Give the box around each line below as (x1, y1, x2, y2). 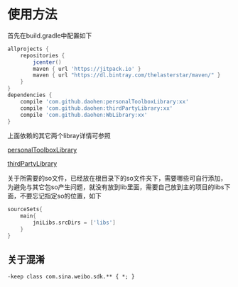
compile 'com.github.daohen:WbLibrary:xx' (20, 111, 148, 118)
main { (20, 213, 37, 220)
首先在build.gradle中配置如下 (7, 31, 92, 40)
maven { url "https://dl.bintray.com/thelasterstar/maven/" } (33, 72, 221, 79)
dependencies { (7, 91, 53, 99)
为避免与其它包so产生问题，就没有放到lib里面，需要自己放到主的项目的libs (7, 183, 225, 191)
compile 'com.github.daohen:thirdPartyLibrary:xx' (20, 104, 173, 112)
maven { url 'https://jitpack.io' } (33, 65, 141, 72)
